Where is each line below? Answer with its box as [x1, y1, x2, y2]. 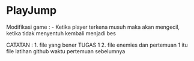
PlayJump [6, 4, 57, 17]
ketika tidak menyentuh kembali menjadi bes [6, 29, 116, 36]
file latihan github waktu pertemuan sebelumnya [6, 47, 126, 54]
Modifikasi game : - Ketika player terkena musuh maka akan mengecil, [6, 23, 180, 30]
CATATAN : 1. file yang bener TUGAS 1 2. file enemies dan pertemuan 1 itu [6, 41, 188, 48]
